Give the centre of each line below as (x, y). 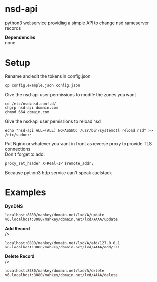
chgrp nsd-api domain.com (31, 108)
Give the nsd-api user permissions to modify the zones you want (71, 94)
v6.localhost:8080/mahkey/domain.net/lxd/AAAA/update (62, 219)
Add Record (17, 228)
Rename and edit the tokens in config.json (48, 76)
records (13, 28)
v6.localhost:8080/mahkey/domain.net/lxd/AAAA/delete (62, 275)
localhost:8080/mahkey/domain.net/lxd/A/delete (55, 270)
